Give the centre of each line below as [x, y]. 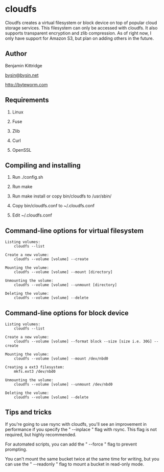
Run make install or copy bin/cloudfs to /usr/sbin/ [62, 196]
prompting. [16, 449]
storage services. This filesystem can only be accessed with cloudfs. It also [81, 28]
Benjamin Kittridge [24, 65]
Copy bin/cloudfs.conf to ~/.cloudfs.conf [53, 206]
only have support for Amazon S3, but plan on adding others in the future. [80, 38]
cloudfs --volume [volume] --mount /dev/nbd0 [61, 359]
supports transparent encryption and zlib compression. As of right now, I [78, 33]
